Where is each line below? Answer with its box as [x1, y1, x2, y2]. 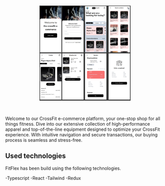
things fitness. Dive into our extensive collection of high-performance [5, 121, 150, 127]
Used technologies [5, 152, 66, 160]
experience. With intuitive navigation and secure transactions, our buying [5, 132, 158, 137]
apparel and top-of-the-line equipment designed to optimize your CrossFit [5, 126, 160, 132]
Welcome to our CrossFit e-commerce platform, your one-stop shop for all [5, 116, 160, 122]
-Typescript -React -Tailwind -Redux [5, 175, 81, 181]
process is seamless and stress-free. [5, 137, 82, 143]
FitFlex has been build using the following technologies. [5, 165, 121, 171]
